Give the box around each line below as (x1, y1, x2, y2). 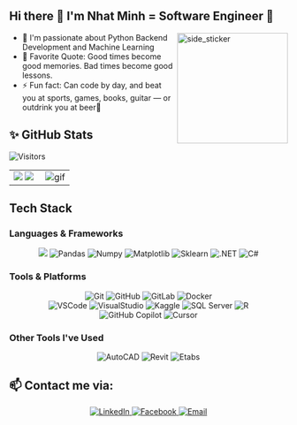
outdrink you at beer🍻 (21, 102, 102, 112)
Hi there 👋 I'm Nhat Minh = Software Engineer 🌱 (9, 9, 274, 24)
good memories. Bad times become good (21, 60, 173, 71)
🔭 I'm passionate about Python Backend (21, 32, 168, 42)
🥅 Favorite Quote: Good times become (21, 50, 162, 62)
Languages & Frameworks (9, 227, 124, 239)
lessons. (21, 70, 53, 80)
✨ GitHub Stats (9, 127, 94, 142)
